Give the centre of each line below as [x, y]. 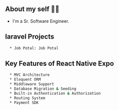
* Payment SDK [24, 103]
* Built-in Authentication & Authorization [55, 93]
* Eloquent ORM [25, 80]
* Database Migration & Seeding [43, 89]
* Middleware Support [32, 84]
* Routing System [28, 98]
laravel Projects [30, 37]
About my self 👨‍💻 [32, 9]
